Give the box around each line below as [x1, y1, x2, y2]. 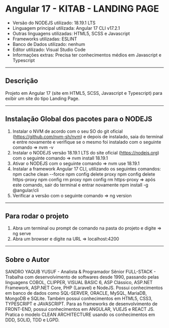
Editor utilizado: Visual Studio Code [12, 46, 86, 52]
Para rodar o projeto [5, 211, 69, 220]
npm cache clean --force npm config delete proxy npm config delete [12, 171, 155, 177]
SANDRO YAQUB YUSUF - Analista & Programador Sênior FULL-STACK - [5, 268, 156, 275]
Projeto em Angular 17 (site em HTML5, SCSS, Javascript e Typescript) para [5, 90, 162, 96]
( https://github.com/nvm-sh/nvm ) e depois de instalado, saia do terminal [12, 133, 163, 139]
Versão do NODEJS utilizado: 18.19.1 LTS [12, 20, 96, 26]
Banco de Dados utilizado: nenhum [12, 41, 86, 47]
